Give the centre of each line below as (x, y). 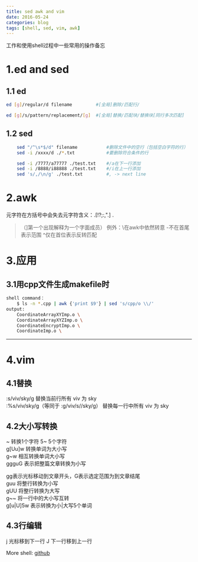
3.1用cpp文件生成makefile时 (58, 284)
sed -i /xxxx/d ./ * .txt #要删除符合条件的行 (83, 153)
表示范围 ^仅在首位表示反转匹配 (59, 235)
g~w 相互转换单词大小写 (36, 456)
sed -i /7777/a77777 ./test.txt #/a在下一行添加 (79, 163)
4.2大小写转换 (32, 426)
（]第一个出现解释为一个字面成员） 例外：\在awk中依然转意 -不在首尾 (105, 228)
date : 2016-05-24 (27, 17)
